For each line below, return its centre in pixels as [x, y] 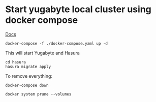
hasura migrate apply [28, 66]
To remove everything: [29, 76]
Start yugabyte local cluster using [78, 9]
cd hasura [16, 62]
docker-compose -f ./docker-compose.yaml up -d [57, 43]
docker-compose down [27, 85]
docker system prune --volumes [38, 94]
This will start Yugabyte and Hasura [42, 53]
